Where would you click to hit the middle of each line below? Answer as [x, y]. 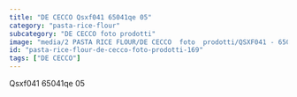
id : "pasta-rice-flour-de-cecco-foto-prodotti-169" [106, 50]
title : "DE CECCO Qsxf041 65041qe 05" [80, 17]
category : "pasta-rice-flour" [65, 26]
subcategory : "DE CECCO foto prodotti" [83, 34]
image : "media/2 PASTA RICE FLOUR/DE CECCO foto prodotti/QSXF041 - [142, 42]
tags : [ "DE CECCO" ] [45, 58]
